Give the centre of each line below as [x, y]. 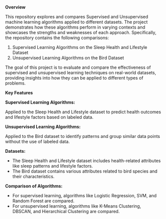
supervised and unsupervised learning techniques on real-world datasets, [81, 73]
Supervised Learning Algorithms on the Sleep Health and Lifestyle [80, 47]
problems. [15, 83]
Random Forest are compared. [43, 201]
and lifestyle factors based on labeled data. [49, 117]
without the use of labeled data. [38, 141]
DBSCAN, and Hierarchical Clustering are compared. [66, 211]
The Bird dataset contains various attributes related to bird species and [85, 171]
